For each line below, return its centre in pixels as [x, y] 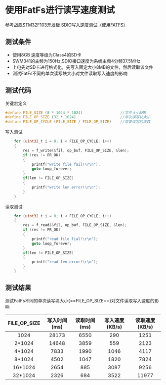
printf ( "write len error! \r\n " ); [66, 187]
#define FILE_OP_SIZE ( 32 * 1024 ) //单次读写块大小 [78, 117]
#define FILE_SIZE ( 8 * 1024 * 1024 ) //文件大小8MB [76, 113]
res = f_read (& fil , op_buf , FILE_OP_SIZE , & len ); [75, 225]
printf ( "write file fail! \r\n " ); [66, 164]
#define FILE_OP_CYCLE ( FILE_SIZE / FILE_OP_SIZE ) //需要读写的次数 [78, 122]
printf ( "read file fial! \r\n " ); [65, 239]
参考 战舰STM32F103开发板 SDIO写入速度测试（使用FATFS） [66, 25]
